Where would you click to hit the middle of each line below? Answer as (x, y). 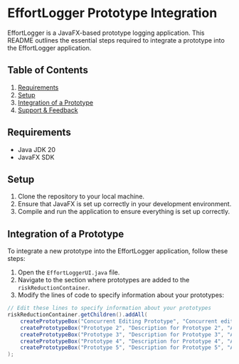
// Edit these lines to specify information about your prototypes (110, 308)
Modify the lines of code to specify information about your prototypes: (121, 295)
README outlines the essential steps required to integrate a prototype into (116, 40)
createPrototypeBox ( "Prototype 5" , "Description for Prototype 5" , (122, 348)
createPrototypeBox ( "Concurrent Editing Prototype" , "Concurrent (119, 321)
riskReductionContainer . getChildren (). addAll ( (78, 315)
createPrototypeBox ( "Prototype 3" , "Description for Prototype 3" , (122, 334)
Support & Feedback (48, 110)
